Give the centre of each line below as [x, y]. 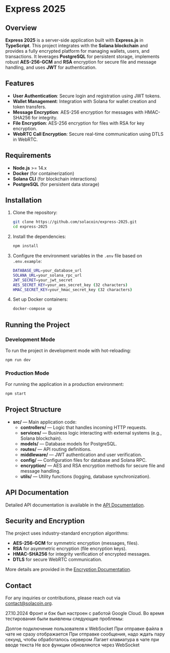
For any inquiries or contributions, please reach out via [63, 598]
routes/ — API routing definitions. [56, 449]
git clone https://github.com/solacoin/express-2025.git [75, 222]
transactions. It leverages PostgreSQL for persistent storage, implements [82, 56]
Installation [24, 200]
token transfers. [29, 107]
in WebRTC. [25, 139]
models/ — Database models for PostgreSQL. [69, 443]
